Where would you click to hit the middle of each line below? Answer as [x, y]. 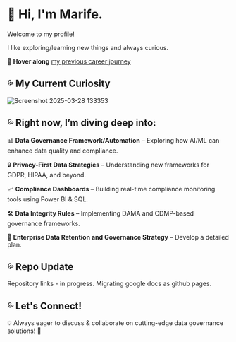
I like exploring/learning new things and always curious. [88, 47]
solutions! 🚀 [24, 331]
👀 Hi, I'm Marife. [55, 14]
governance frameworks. [44, 223]
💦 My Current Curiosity [59, 84]
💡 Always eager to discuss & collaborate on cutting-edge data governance [116, 323]
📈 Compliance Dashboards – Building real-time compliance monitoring [111, 189]
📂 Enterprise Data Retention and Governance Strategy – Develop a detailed [118, 237]
